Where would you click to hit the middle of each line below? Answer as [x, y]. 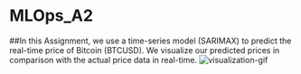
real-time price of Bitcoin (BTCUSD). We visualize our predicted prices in [145, 50]
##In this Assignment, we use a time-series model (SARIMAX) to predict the [150, 41]
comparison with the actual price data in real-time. [103, 60]
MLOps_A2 [51, 16]
